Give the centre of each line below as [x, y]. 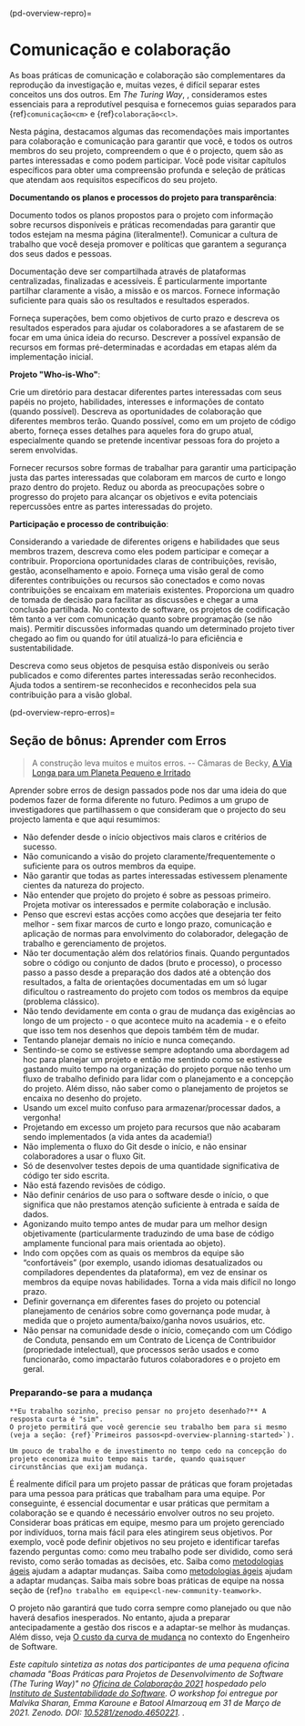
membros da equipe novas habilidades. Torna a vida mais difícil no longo [159, 1282]
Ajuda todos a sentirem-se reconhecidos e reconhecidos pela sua [133, 685]
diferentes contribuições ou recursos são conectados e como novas [137, 580]
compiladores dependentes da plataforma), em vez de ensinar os [145, 1272]
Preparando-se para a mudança [81, 1392]
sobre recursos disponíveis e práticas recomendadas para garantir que [142, 224]
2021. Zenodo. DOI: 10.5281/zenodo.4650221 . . [97, 1713]
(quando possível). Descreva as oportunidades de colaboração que [136, 411]
